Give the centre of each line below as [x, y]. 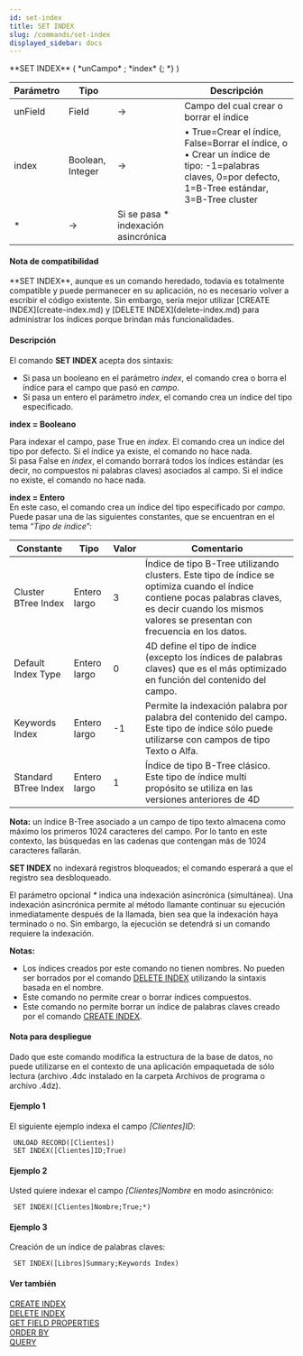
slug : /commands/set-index [60, 34]
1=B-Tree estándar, [226, 189]
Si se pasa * [143, 215]
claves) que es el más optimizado [216, 669]
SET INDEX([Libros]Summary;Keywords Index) [96, 1264]
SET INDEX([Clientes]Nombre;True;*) [82, 1207]
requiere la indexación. [52, 933]
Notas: [23, 950]
